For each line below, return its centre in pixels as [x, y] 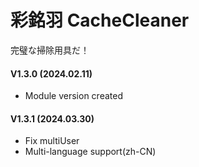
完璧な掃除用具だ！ [50, 50]
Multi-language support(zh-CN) [90, 152]
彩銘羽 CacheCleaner [100, 20]
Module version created [73, 96]
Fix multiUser [52, 141]
